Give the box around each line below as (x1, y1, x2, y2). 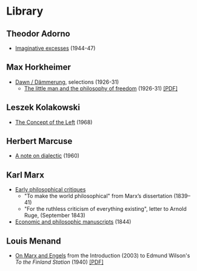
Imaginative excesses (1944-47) (15, 44, 96, 52)
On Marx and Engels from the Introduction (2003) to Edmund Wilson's (15, 252, 190, 259)
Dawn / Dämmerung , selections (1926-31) (15, 78, 119, 86)
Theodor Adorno (6, 29, 71, 39)
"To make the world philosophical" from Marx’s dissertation (24, 193, 173, 200)
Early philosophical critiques (15, 186, 86, 193)
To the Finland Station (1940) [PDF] (15, 258, 104, 266)
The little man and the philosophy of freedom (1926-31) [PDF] (24, 84, 178, 92)
